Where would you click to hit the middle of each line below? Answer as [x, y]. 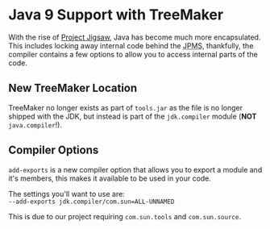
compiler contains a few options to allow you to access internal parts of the [133, 54]
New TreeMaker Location [73, 88]
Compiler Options [54, 150]
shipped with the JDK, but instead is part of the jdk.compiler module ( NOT [133, 116]
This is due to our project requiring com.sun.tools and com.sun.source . [125, 216]
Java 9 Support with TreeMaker [116, 15]
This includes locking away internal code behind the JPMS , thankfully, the [131, 45]
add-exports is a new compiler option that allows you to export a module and [135, 169]
